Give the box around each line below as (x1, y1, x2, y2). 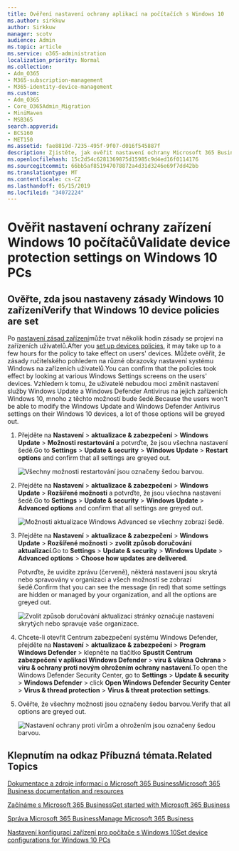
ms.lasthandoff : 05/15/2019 (7, 182, 91, 189)
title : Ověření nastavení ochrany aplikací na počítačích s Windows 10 (7, 10, 224, 18)
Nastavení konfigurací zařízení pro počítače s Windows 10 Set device (7, 828, 208, 837)
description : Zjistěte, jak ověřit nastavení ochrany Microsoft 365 (7, 149, 215, 156)
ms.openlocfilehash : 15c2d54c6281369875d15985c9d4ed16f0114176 (7, 156, 199, 164)
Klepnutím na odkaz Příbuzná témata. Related (7, 749, 212, 761)
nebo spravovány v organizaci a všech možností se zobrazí (17, 575, 192, 584)
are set (7, 315, 39, 327)
